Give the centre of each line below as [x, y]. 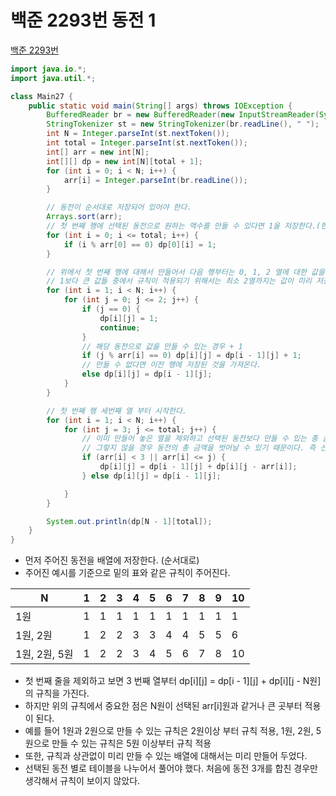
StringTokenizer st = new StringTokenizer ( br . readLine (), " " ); [183, 124]
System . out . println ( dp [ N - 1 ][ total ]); [129, 521]
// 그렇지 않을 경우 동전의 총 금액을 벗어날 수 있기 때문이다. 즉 [199, 448]
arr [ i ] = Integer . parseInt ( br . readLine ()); [155, 180]
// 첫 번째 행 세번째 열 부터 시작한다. [117, 411]
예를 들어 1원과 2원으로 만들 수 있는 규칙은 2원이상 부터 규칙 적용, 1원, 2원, [169, 731]
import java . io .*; [48, 69]
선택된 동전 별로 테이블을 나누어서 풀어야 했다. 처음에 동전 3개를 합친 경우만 [171, 768]
